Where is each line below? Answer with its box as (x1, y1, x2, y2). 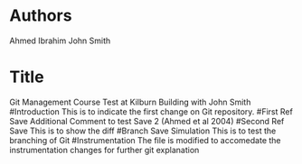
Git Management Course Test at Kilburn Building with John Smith (9, 96, 251, 107)
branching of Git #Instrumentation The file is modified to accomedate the (9, 134, 282, 145)
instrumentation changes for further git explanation (9, 144, 200, 155)
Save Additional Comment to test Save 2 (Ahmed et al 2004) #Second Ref (9, 115, 285, 126)
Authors (9, 5, 72, 26)
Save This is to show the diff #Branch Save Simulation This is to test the (9, 125, 277, 136)
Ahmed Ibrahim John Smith (9, 35, 111, 46)
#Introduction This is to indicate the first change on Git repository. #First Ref (9, 105, 294, 117)
